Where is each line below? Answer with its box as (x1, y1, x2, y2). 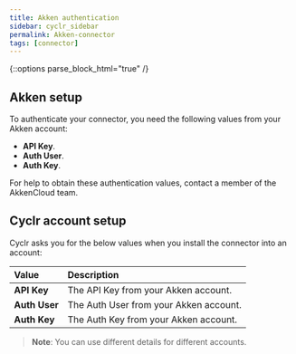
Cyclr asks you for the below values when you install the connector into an (9, 237, 287, 248)
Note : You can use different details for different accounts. (31, 336, 247, 347)
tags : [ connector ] (9, 38, 79, 48)
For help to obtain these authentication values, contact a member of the (9, 177, 277, 188)
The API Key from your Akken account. (67, 283, 233, 296)
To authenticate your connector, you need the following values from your (9, 114, 282, 125)
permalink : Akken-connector (9, 30, 116, 39)
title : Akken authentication (9, 13, 119, 23)
